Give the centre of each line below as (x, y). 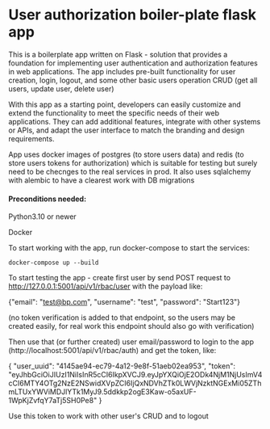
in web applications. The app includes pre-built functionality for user (122, 71)
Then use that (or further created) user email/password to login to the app (131, 342)
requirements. (31, 138)
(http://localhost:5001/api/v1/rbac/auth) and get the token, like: (112, 351)
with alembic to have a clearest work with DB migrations (102, 180)
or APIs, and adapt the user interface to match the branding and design (127, 130)
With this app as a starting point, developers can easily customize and (125, 104)
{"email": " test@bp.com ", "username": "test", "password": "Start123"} (124, 302)
